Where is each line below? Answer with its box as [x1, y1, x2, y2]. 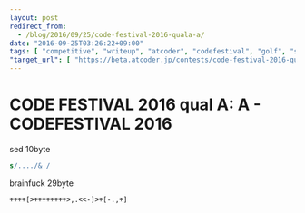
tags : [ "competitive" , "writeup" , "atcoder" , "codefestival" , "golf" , [9, 47, 287, 56]
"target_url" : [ [9, 55, 71, 64]
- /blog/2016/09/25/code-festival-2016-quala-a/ [17, 30, 205, 39]
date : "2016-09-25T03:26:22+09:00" [9, 38, 144, 48]
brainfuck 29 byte [9, 178, 74, 189]
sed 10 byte [9, 143, 51, 154]
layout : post [9, 13, 59, 23]
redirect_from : [9, 22, 67, 31]
